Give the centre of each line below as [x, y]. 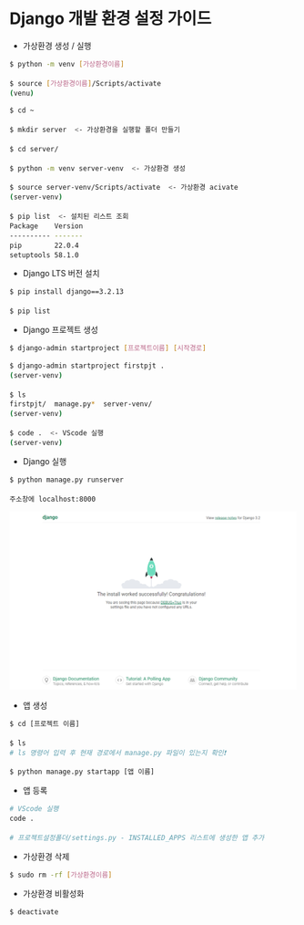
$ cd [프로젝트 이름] [45, 723]
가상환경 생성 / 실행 [57, 46]
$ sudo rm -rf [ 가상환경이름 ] [61, 875]
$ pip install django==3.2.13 [67, 292]
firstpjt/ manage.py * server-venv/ [81, 404]
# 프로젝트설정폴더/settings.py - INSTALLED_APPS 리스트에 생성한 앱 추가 [137, 837]
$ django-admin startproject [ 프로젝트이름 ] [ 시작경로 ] [108, 348]
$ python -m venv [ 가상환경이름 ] [67, 64]
